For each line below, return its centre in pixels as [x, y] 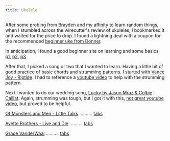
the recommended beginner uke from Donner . [54, 41]
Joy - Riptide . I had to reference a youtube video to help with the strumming [85, 77]
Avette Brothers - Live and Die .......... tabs [49, 123]
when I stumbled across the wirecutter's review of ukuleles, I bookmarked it [85, 30]
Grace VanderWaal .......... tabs [37, 133]
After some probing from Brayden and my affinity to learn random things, [82, 25]
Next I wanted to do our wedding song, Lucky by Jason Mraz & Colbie [79, 92]
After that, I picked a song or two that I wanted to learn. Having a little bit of [84, 66]
